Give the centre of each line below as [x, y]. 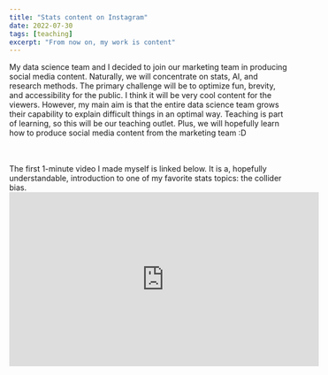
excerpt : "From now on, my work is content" [92, 42]
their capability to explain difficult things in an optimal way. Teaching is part [146, 114]
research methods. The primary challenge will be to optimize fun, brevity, [142, 86]
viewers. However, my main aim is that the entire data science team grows [145, 105]
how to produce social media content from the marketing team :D [128, 133]
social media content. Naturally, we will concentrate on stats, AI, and [133, 77]
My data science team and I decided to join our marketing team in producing [148, 67]
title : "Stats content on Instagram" [79, 17]
